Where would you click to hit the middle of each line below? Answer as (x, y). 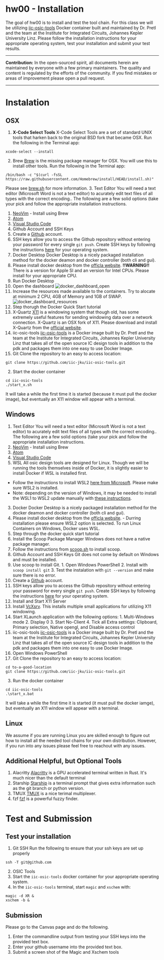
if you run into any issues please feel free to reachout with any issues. (75, 746)
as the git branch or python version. (48, 788)
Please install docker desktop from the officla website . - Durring (77, 518)
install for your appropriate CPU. (45, 275)
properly (21, 853)
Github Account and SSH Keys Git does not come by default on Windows (86, 554)
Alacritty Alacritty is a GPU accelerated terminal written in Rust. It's (80, 773)
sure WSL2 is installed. (36, 488)
